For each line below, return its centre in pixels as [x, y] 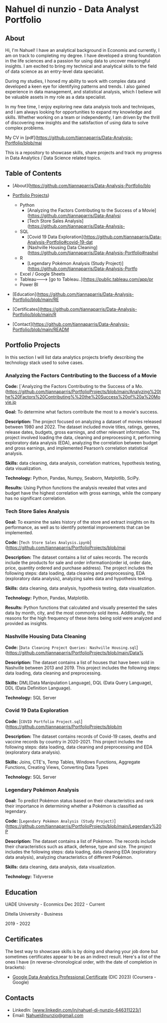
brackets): [16, 967]
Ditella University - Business [34, 914]
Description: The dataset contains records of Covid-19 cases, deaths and [81, 736]
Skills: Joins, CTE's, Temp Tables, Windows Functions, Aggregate [73, 762]
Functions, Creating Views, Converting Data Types [57, 767]
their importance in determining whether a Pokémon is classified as [74, 806]
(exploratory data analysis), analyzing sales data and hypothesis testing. [79, 579]
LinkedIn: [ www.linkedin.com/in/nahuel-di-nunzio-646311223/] [77, 1010]
